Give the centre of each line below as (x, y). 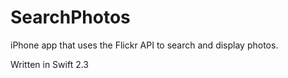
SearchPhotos (70, 17)
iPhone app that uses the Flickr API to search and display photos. (144, 45)
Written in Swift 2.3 (50, 64)
